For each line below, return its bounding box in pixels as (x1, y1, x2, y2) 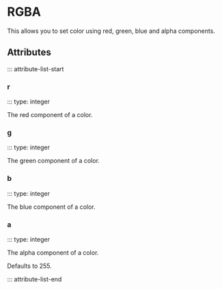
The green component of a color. (7, 157, 100, 165)
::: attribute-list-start (7, 64, 64, 73)
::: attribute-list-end (7, 275, 62, 283)
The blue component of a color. (7, 203, 96, 211)
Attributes (7, 47, 51, 58)
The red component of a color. (7, 111, 93, 119)
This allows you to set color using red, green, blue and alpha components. (7, 27, 215, 35)
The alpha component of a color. (7, 248, 99, 257)
